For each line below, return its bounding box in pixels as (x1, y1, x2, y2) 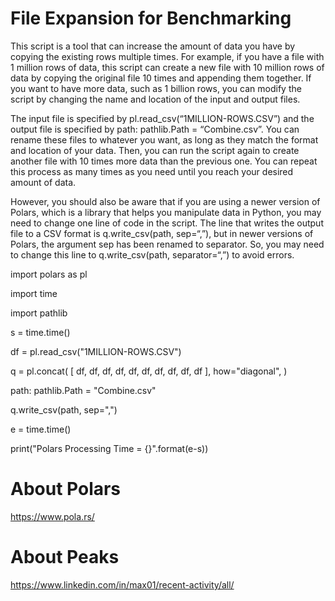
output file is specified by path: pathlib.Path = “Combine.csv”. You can (10, 123, 300, 135)
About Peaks (10, 546, 120, 569)
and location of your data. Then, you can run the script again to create (10, 144, 300, 156)
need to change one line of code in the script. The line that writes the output (10, 217, 324, 229)
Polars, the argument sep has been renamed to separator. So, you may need (10, 238, 325, 250)
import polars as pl (10, 268, 88, 280)
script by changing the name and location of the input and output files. (10, 93, 301, 105)
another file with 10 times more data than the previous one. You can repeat (10, 155, 318, 167)
